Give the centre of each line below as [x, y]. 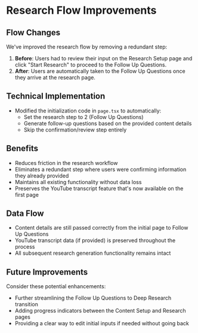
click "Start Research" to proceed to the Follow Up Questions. [91, 65]
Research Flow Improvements [81, 10]
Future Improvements [47, 272]
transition [27, 304]
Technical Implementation [56, 96]
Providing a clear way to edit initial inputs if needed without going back [102, 323]
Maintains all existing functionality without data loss [78, 182]
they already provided [42, 175]
